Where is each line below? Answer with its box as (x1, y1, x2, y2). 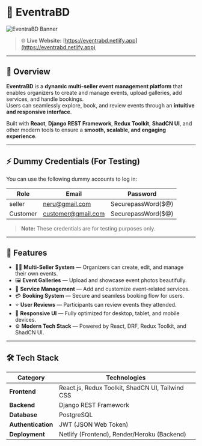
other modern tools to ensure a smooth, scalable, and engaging (6, 126, 167, 133)
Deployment (9, 430, 45, 439)
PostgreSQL (59, 411, 93, 419)
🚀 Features (6, 247, 47, 258)
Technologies (106, 373, 146, 382)
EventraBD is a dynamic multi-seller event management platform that (6, 82, 183, 89)
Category (17, 373, 45, 382)
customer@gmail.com (43, 209, 105, 218)
